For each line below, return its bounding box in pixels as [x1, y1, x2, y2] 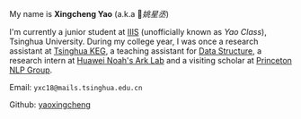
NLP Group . [9, 64, 53, 75]
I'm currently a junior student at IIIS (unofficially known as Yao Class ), [9, 27, 267, 37]
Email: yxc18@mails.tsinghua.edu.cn [9, 82, 143, 92]
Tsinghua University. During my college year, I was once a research [9, 36, 259, 47]
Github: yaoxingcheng [9, 99, 92, 110]
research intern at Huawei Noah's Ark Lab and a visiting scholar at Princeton [9, 55, 292, 65]
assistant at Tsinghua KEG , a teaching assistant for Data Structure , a [9, 46, 262, 56]
